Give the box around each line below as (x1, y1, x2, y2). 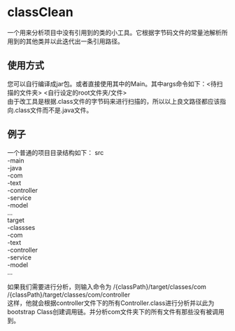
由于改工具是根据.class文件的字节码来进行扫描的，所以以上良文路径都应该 (7, 97, 220, 105)
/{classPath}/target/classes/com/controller (7, 290, 131, 299)
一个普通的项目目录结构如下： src (7, 148, 104, 156)
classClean (7, 4, 73, 20)
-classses (7, 223, 36, 231)
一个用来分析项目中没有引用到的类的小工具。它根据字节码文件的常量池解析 (7, 28, 222, 36)
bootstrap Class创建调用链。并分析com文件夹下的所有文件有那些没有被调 (7, 307, 219, 316)
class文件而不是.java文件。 (15, 106, 93, 114)
